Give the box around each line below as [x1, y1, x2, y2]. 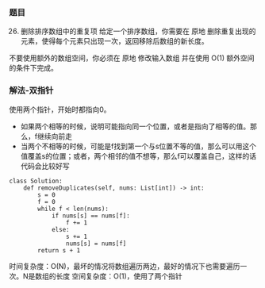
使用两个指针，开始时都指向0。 [9, 105, 111, 114]
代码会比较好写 [20, 161, 70, 171]
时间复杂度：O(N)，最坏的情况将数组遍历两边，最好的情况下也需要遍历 [9, 261, 240, 271]
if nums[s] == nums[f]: [51, 212, 130, 220]
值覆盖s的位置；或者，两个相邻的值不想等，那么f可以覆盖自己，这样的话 [20, 151, 257, 160]
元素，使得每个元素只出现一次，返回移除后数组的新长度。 [20, 36, 209, 46]
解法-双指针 [9, 85, 54, 96]
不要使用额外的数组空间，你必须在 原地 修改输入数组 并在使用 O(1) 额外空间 [9, 53, 255, 63]
